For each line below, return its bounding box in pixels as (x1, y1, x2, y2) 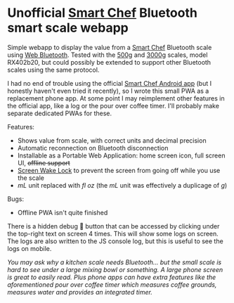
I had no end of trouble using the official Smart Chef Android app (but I (7, 79, 212, 87)
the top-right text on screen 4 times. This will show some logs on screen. (7, 229, 219, 238)
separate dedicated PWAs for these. (7, 109, 112, 117)
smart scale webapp (7, 20, 129, 36)
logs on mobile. (7, 244, 52, 252)
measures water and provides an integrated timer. (7, 288, 152, 296)
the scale (17, 174, 44, 182)
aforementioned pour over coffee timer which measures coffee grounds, (7, 280, 217, 289)
